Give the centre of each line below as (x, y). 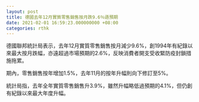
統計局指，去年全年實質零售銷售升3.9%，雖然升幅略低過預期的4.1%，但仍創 (99, 86)
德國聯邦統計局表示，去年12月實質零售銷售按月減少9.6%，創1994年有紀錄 (97, 46)
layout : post (22, 12)
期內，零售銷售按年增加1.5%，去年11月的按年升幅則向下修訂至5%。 (89, 73)
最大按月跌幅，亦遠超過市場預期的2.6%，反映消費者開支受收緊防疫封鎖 (99, 53)
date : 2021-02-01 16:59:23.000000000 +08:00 (62, 23)
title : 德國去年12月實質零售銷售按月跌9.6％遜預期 (62, 17)
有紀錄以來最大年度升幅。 (38, 93)
